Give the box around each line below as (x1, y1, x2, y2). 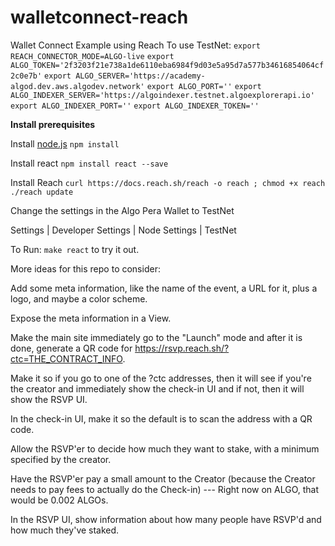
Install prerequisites (10, 118, 96, 130)
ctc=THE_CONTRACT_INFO (10, 352, 123, 365)
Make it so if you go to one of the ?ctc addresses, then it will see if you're (10, 372, 312, 384)
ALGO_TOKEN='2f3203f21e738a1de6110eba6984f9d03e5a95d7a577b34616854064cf (10, 60, 325, 70)
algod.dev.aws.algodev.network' (10, 81, 145, 91)
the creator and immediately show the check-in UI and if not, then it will (10, 382, 305, 395)
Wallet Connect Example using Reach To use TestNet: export (10, 39, 261, 51)
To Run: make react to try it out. (10, 243, 140, 255)
